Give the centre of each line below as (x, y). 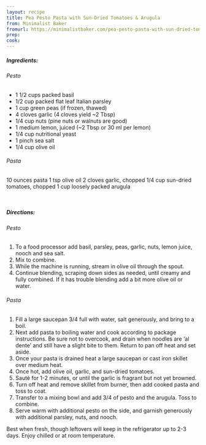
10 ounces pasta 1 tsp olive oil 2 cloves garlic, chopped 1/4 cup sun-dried (99, 180)
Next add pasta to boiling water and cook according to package (96, 332)
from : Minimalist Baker (37, 23)
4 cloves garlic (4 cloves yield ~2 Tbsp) (65, 114)
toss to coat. (31, 391)
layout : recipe (26, 12)
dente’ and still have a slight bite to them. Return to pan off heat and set (105, 345)
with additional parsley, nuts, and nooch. (66, 417)
